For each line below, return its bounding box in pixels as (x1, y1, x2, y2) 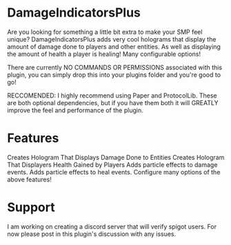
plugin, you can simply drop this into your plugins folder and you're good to (7, 71, 221, 79)
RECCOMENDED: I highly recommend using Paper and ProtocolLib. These (7, 91, 217, 100)
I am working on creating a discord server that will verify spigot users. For (7, 222, 217, 230)
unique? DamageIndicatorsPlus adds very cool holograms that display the (7, 35, 217, 43)
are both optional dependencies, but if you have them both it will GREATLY (7, 98, 219, 107)
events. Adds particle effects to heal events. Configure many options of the (7, 167, 221, 176)
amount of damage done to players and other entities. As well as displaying (7, 42, 221, 51)
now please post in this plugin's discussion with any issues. (7, 230, 177, 238)
